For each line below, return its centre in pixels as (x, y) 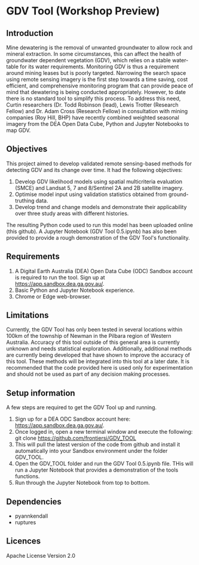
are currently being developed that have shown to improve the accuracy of (98, 355)
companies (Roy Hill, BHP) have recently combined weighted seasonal (93, 117)
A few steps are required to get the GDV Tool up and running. (82, 407)
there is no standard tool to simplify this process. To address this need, (94, 98)
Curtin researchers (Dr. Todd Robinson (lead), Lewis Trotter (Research (92, 105)
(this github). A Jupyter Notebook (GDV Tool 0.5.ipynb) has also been (91, 231)
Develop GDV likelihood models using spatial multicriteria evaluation (99, 182)
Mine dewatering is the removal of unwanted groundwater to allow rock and (99, 47)
